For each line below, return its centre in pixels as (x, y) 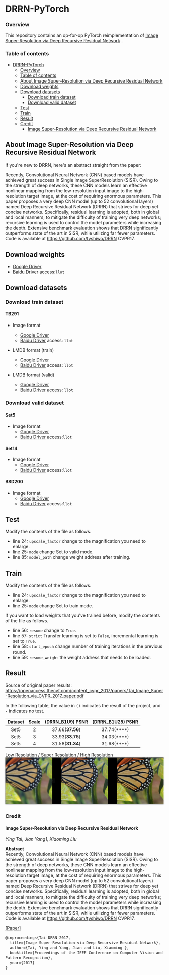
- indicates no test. (25, 711)
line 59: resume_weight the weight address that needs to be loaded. (82, 658)
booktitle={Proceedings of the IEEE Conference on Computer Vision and (87, 953)
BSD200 (14, 481)
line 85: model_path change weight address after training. (71, 557)
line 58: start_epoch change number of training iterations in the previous (87, 646)
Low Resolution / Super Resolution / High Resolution (59, 755)
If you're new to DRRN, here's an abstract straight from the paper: (73, 165)
